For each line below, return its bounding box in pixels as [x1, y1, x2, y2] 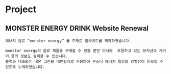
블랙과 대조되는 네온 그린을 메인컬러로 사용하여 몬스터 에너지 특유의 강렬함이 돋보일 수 [5, 59, 163, 64]
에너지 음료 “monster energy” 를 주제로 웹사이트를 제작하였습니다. [5, 38, 132, 43]
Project [5, 4, 37, 15]
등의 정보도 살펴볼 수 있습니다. [11, 54, 68, 59]
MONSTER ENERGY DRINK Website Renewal [5, 24, 149, 33]
